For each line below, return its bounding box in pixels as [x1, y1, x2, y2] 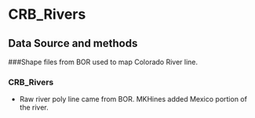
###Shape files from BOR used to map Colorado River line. [8, 57, 199, 66]
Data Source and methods [8, 37, 138, 50]
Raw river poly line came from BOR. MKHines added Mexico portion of [19, 95, 247, 104]
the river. [19, 103, 49, 113]
